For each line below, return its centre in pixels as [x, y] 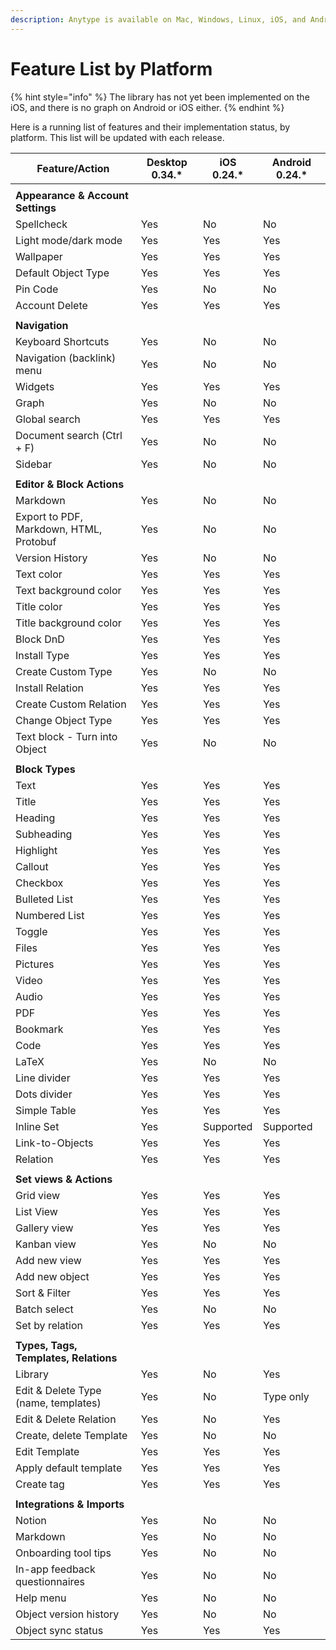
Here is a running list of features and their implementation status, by [150, 127]
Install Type [42, 655]
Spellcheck [41, 224]
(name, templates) [58, 1403]
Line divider [43, 1078]
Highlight [36, 850]
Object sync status [59, 1630]
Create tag [40, 1484]
